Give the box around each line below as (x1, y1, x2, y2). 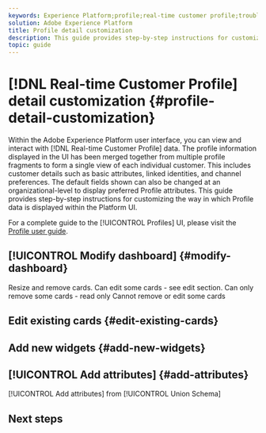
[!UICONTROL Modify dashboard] (8, 249, 177, 262)
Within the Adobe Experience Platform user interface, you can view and (8, 136, 241, 145)
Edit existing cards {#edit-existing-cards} (8, 314, 219, 328)
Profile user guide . (8, 227, 69, 236)
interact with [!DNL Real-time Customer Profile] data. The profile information (8, 144, 257, 153)
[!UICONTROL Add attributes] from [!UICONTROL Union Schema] (8, 389, 222, 399)
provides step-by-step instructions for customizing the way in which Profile (8, 194, 254, 204)
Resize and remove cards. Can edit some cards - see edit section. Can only (8, 282, 254, 292)
